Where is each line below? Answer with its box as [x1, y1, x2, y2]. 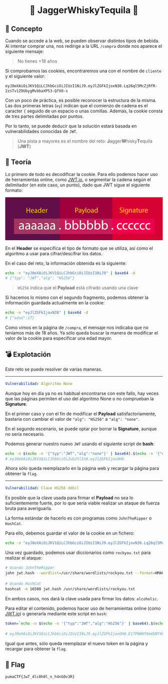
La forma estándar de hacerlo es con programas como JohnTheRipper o [5, 515, 152, 521]
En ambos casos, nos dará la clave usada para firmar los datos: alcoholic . [5, 595, 158, 601]
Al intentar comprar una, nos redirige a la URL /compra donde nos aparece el [5, 43, 162, 49]
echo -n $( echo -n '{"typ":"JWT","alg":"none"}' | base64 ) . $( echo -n [5, 451, 153, 456]
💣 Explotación [5, 351, 51, 359]
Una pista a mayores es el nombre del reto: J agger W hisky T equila [17, 138, 152, 144]
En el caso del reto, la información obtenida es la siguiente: [5, 260, 126, 266]
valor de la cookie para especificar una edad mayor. [5, 335, 112, 341]
